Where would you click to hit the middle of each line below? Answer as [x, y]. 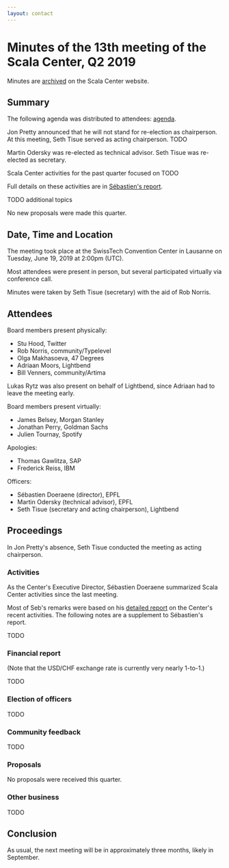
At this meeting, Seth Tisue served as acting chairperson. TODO [97, 139]
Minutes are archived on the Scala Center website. [78, 81]
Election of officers [39, 699]
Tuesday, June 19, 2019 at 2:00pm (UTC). [66, 258]
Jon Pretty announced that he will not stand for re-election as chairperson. [112, 132]
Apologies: [22, 447]
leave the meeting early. [41, 393]
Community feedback [44, 732]
